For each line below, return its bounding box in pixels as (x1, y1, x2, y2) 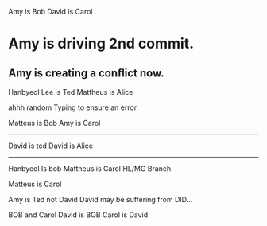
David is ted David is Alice (8, 141, 94, 150)
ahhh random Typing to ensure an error (8, 103, 137, 112)
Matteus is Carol (8, 179, 62, 189)
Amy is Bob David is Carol (8, 7, 93, 16)
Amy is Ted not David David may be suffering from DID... (8, 195, 193, 204)
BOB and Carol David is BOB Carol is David (8, 210, 149, 220)
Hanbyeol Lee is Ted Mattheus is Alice (8, 88, 133, 96)
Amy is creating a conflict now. (8, 66, 164, 80)
